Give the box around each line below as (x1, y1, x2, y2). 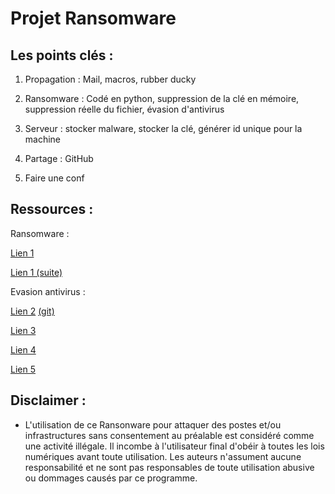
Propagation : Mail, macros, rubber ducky (24, 73, 197, 85)
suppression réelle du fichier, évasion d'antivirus (24, 103, 225, 115)
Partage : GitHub (24, 153, 94, 164)
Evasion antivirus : (10, 285, 86, 297)
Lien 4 (10, 343, 37, 356)
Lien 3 (10, 324, 37, 336)
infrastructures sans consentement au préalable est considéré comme (24, 429, 315, 441)
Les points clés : (10, 47, 114, 64)
